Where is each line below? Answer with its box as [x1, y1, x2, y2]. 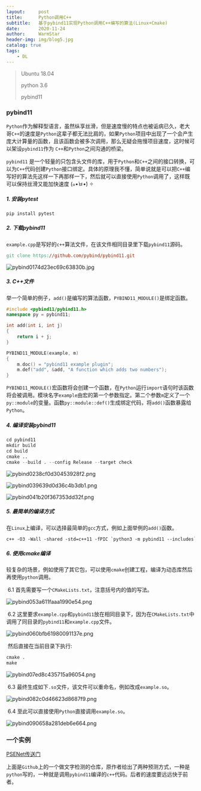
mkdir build [6, 442, 36, 449]
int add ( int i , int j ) [6, 322, 63, 329]
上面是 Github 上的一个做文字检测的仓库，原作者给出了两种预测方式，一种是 [6, 763, 190, 771]
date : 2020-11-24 [6, 25, 66, 32]
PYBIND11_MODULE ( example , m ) [6, 350, 79, 356]
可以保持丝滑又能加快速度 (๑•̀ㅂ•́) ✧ [6, 180, 94, 187]
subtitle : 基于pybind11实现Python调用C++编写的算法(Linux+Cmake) [6, 20, 168, 26]
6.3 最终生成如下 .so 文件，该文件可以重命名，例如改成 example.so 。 [7, 684, 172, 691]
